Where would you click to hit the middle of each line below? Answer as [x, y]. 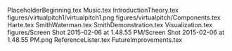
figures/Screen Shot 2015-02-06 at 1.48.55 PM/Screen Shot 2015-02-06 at [116, 32]
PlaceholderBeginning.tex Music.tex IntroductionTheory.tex [93, 10]
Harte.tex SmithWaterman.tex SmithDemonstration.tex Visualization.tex [110, 25]
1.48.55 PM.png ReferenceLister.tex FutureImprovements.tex [95, 40]
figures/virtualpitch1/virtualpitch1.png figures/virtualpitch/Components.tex [114, 17]
